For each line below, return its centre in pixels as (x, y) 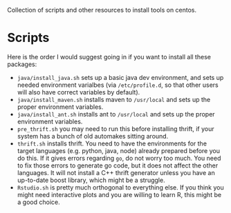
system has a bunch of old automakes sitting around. (93, 136)
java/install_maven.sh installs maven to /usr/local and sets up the (114, 99)
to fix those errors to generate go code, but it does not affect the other (118, 165)
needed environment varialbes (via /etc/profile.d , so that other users (118, 85)
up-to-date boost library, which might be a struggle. (91, 180)
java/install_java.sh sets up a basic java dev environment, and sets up (120, 77)
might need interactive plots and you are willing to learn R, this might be (119, 194)
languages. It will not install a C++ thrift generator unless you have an (116, 172)
